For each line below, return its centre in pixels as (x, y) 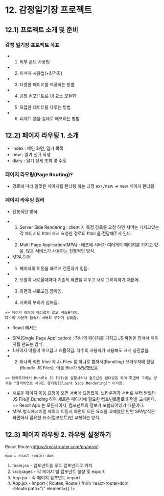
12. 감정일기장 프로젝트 (48, 10)
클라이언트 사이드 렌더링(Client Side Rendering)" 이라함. (70, 384)
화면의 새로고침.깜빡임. (41, 291)
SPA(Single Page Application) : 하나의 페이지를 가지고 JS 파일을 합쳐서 (81, 338)
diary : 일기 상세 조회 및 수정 (39, 161)
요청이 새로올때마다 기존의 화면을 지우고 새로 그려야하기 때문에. (80, 280)
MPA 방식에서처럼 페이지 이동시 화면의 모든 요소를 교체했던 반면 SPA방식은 (83, 412)
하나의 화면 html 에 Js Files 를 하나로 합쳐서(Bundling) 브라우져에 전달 (87, 362)
